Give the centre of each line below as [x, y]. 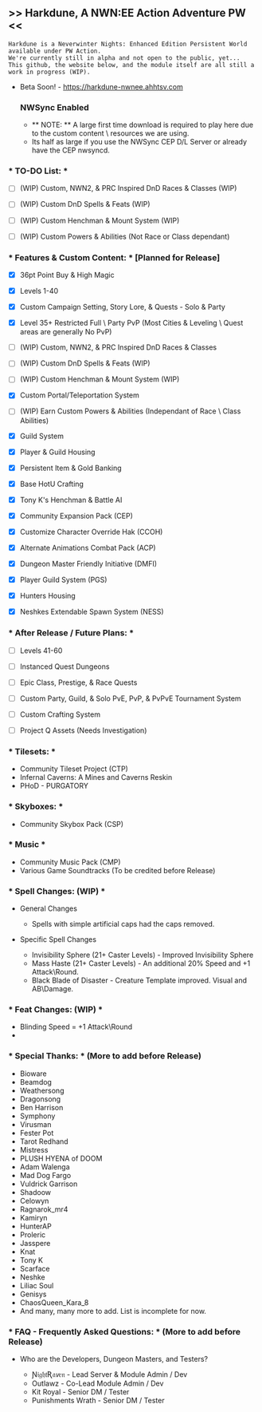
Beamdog [35, 1082]
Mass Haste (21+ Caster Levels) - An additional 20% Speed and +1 [141, 963]
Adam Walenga [45, 1167]
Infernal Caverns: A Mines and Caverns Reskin [96, 777]
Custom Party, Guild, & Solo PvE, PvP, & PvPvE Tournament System [130, 698]
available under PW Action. [55, 51]
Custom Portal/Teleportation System [79, 395]
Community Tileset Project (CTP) [74, 769]
